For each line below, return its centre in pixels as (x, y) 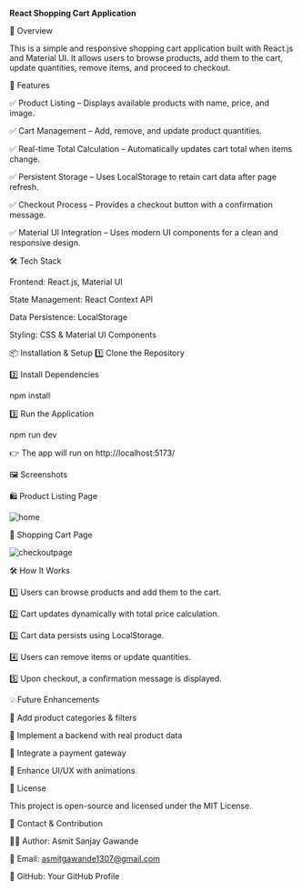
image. (22, 113)
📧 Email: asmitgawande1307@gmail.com (85, 859)
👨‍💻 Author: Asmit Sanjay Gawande (74, 841)
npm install (30, 395)
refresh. (24, 187)
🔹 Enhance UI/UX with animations (72, 771)
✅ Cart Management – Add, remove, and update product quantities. (136, 130)
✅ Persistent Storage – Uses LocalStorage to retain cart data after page (143, 177)
